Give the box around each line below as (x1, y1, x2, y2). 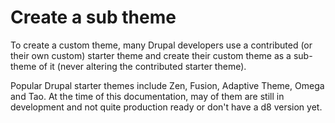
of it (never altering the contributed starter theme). (38, 60, 247, 72)
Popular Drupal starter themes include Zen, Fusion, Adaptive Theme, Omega (10, 79, 325, 91)
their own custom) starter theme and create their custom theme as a (10, 49, 292, 61)
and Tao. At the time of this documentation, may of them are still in (10, 90, 285, 102)
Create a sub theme (10, 6, 177, 29)
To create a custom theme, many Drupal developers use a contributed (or (10, 39, 313, 51)
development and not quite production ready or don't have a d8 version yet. (10, 101, 323, 113)
